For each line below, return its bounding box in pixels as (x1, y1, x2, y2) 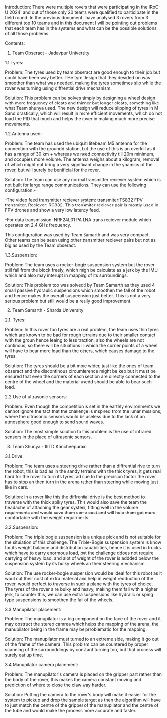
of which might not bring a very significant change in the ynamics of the (5, 162, 153, 167)
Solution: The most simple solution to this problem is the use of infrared (5, 429, 152, 434)
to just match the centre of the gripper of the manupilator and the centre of (5, 702, 159, 708)
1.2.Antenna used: (5, 131, 42, 136)
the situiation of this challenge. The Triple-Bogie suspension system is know (5, 539, 162, 545)
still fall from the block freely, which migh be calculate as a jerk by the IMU (5, 267, 158, 273)
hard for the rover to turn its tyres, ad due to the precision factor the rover (5, 474, 156, 479)
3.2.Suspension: (5, 524, 39, 530)
